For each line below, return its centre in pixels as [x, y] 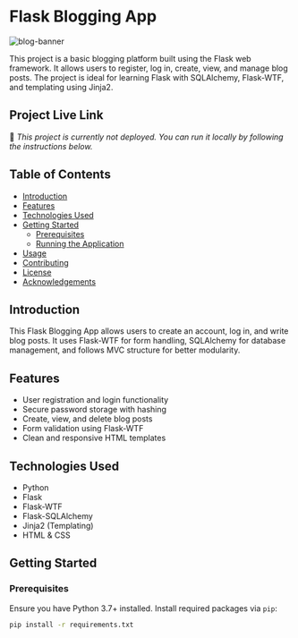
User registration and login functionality [95, 400]
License [37, 272]
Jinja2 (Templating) [58, 526]
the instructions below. [51, 146]
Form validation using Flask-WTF [83, 429]
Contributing [45, 262]
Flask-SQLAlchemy [58, 516]
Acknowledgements [59, 281]
